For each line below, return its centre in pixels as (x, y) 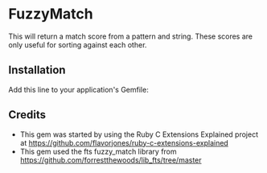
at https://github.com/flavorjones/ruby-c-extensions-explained (124, 142)
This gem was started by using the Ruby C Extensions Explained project (139, 134)
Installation (37, 70)
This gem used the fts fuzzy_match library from (98, 151)
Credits (27, 115)
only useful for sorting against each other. (78, 44)
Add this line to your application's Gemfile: (78, 89)
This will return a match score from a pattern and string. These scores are (131, 36)
